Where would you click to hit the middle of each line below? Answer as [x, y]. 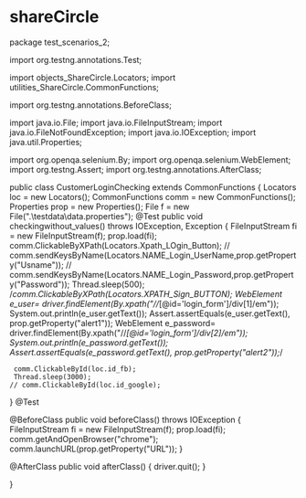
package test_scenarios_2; [60, 42]
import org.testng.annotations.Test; [76, 59]
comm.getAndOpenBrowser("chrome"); [84, 439]
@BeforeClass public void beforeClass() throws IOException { [126, 419]
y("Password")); [40, 284]
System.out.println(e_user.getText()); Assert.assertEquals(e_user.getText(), [150, 313]
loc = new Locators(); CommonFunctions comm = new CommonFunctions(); [153, 196]
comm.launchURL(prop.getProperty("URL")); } [96, 449]
